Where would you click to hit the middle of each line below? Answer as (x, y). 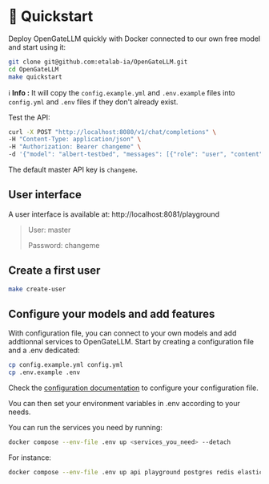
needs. (20, 412)
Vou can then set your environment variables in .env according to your (124, 404)
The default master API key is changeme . (73, 170)
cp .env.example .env (44, 372)
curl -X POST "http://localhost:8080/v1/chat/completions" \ (112, 132)
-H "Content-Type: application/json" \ (75, 140)
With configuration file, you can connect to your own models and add (122, 333)
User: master (49, 230)
